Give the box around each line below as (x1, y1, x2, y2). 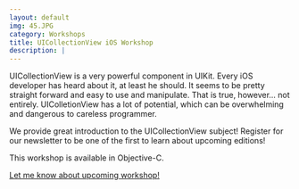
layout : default (9, 12, 70, 22)
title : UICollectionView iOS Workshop (9, 37, 154, 47)
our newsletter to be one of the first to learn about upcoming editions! (9, 136, 266, 146)
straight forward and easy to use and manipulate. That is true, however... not (9, 90, 290, 101)
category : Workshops (9, 29, 87, 38)
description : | (9, 46, 66, 55)
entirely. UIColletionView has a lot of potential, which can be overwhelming (9, 99, 284, 110)
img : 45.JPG (9, 21, 54, 30)
